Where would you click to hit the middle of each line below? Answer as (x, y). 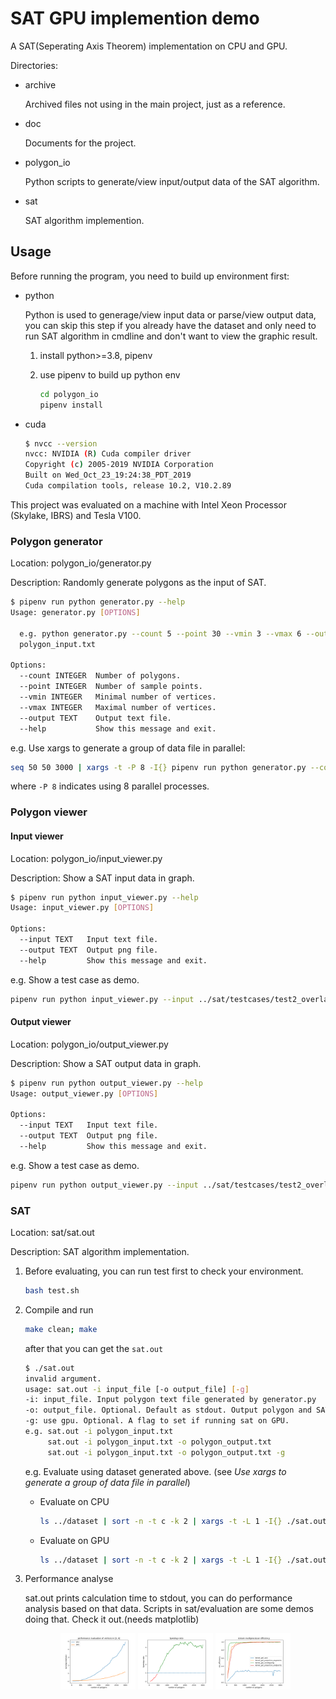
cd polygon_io (69, 394)
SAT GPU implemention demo (135, 18)
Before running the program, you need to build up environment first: (150, 276)
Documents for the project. (80, 143)
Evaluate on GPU (74, 1540)
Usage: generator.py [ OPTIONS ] (75, 613)
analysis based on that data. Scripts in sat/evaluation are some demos (169, 1609)
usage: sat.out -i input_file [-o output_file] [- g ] (137, 1389)
